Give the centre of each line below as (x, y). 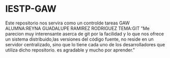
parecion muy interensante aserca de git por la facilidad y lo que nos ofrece (85, 34)
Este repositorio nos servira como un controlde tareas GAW (67, 23)
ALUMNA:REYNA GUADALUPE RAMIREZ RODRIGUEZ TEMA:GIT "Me (78, 28)
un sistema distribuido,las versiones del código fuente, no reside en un (79, 39)
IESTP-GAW (31, 9)
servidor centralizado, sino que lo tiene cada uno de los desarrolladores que (85, 44)
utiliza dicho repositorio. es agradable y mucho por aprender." (70, 50)
